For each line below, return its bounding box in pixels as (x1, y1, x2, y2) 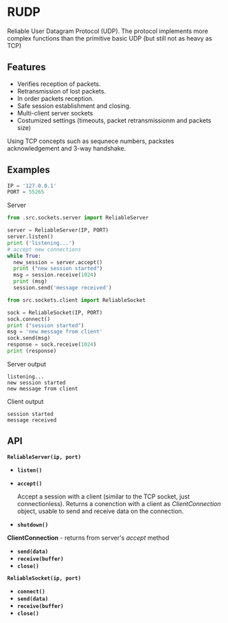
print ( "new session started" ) (13, 265, 103, 272)
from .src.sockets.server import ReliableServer (7, 215, 149, 221)
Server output (7, 360, 47, 368)
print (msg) (13, 278, 48, 285)
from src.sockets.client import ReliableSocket (7, 296, 146, 303)
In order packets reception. (16, 94, 94, 102)
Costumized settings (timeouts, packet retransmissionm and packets (16, 116, 212, 124)
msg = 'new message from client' (7, 328, 103, 336)
